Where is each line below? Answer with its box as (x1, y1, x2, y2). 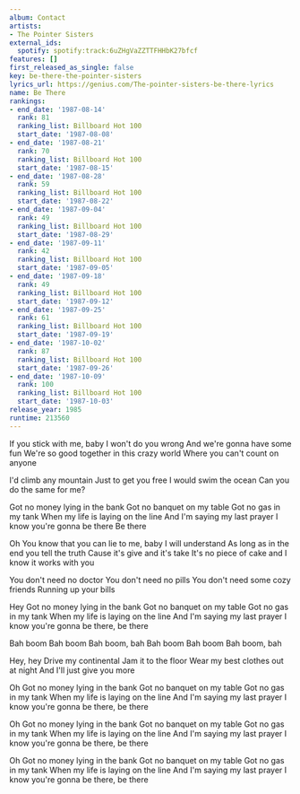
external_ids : (9, 38, 63, 48)
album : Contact (9, 13, 66, 22)
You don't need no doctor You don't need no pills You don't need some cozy (9, 574, 291, 585)
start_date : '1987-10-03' (17, 397, 115, 406)
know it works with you (9, 557, 95, 568)
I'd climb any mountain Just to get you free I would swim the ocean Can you (9, 475, 289, 485)
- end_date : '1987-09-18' (9, 272, 106, 281)
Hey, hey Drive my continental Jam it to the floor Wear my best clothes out (9, 655, 284, 666)
